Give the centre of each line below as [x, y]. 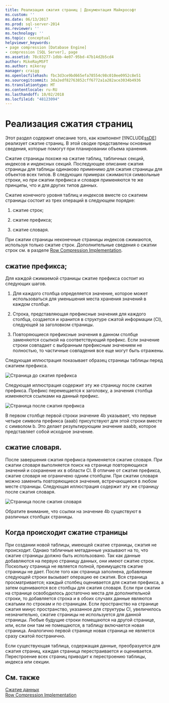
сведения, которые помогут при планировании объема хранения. [76, 149]
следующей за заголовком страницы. [53, 325]
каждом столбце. [31, 304]
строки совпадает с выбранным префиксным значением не [77, 345]
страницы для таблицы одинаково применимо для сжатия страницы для [84, 169]
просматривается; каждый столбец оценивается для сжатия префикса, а [84, 582]
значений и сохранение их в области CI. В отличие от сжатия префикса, [83, 470]
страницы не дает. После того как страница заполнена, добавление [79, 571]
